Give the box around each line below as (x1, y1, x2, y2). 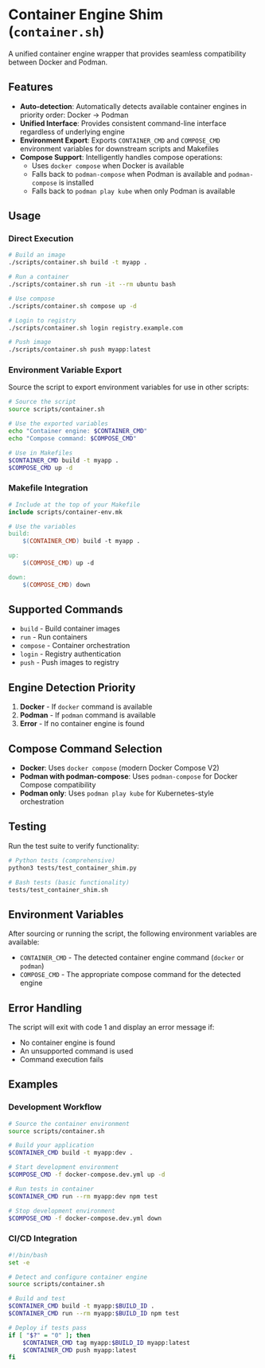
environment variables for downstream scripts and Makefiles (19, 143, 219, 153)
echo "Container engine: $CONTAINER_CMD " (8, 428, 148, 436)
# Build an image (8, 251, 66, 260)
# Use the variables (8, 522, 77, 530)
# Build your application (8, 1141, 94, 1150)
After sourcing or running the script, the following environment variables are (8, 929, 257, 939)
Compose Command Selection (8, 742, 163, 756)
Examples (8, 1077, 58, 1092)
